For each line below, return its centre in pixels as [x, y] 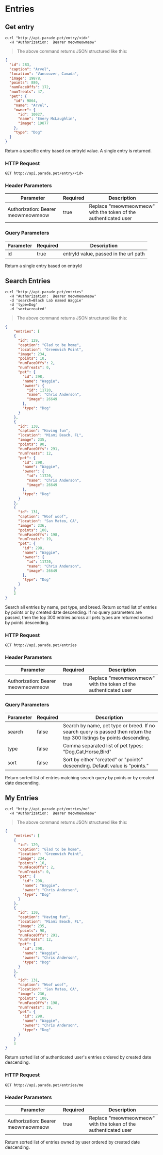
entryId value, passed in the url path [104, 253]
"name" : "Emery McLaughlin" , [47, 119]
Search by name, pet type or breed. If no [109, 725]
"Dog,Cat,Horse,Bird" [87, 752]
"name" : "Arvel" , [31, 105]
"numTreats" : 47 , [27, 92]
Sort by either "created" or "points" [103, 759]
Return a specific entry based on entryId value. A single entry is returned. [78, 151]
